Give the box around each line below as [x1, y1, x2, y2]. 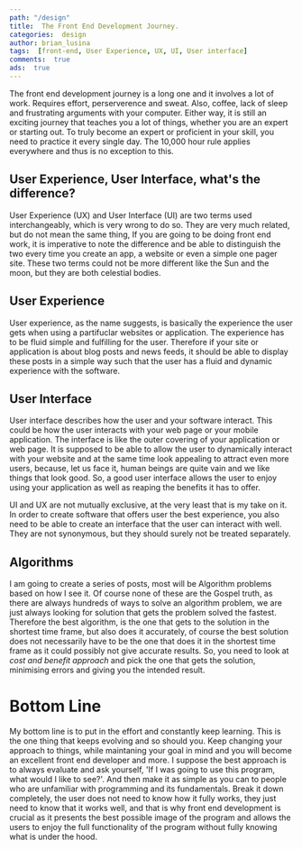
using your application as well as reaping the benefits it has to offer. [9, 482, 261, 493]
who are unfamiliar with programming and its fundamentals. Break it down [9, 783, 284, 794]
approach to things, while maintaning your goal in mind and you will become [9, 745, 293, 756]
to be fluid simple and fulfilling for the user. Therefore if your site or [9, 336, 259, 347]
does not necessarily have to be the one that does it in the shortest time [9, 636, 277, 647]
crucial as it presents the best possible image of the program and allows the [9, 812, 291, 823]
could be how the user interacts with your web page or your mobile [9, 424, 259, 435]
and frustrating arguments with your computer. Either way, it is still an [9, 107, 268, 118]
